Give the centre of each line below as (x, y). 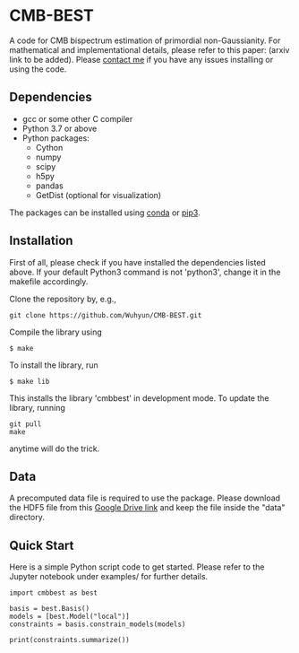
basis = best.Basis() (50, 609)
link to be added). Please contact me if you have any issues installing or (141, 59)
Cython (49, 147)
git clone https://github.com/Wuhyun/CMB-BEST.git (106, 315)
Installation (41, 241)
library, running (37, 407)
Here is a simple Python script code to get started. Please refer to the (137, 567)
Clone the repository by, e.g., (63, 299)
